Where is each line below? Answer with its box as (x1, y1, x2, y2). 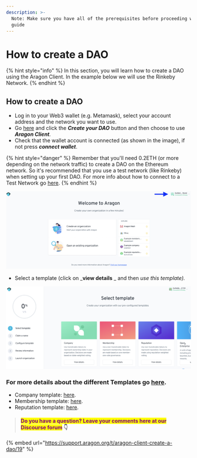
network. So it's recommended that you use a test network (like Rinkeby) (6, 167, 182, 174)
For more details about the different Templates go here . (6, 378, 167, 387)
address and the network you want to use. (14, 118, 117, 125)
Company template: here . (14, 391, 76, 398)
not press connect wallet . (14, 143, 78, 151)
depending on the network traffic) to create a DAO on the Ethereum (6, 161, 169, 168)
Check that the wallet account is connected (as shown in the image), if (14, 137, 185, 144)
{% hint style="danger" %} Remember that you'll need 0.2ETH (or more (6, 155, 179, 162)
